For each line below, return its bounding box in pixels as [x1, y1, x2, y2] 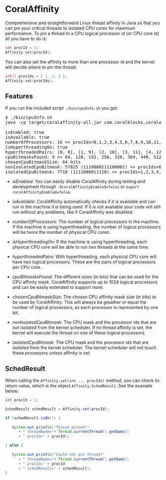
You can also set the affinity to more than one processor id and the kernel [5, 58, 155, 65]
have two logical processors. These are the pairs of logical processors [12, 259, 156, 265]
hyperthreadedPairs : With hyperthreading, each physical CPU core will [12, 254, 157, 260]
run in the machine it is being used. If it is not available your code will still [12, 204, 161, 210]
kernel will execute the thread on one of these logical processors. [12, 330, 146, 336]
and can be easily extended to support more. [12, 284, 104, 290]
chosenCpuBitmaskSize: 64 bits [5, 160, 81, 165]
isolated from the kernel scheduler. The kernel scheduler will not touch [12, 345, 157, 351]
